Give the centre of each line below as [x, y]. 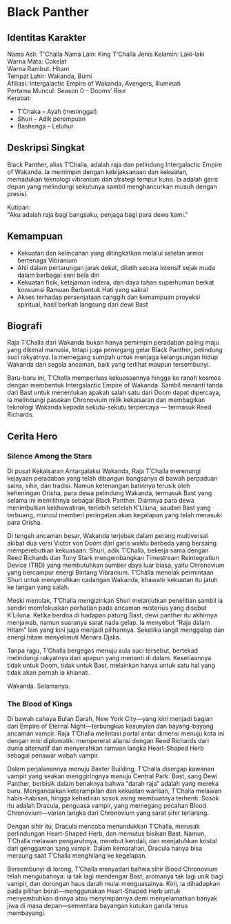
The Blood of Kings [40, 704]
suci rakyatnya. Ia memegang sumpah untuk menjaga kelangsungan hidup [113, 357]
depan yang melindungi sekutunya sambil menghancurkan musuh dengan [112, 186]
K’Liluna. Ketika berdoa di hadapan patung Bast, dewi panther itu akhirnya [112, 615]
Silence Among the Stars [50, 456]
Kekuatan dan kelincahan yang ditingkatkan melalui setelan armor [110, 253]
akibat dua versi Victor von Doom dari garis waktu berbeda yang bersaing [112, 543]
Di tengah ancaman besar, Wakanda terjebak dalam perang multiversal [108, 536]
